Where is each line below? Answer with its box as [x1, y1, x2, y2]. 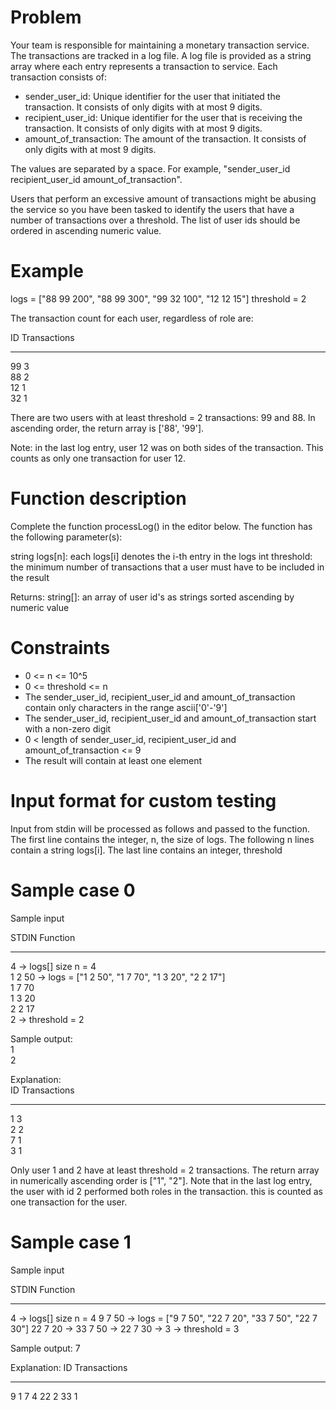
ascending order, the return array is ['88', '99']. [10, 422, 205, 434]
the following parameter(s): [10, 531, 123, 543]
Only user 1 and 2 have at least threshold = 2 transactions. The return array [10, 1164, 320, 1176]
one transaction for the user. [10, 1196, 128, 1208]
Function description [10, 487, 187, 510]
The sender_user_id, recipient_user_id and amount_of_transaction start [24, 712, 317, 724]
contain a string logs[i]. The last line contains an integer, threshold [10, 844, 283, 856]
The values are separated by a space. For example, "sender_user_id [10, 162, 291, 175]
